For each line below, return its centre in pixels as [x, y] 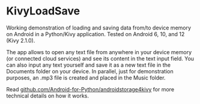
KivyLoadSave [43, 11]
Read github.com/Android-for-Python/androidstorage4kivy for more [90, 89]
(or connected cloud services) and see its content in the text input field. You [100, 58]
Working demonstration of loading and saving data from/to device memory [98, 28]
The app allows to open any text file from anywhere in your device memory [99, 52]
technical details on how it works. [47, 96]
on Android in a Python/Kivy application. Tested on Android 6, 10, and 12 [95, 34]
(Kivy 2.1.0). [21, 40]
